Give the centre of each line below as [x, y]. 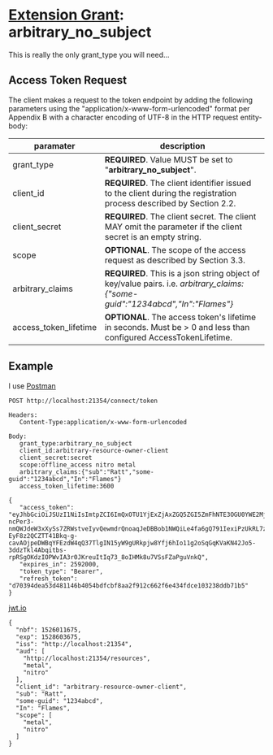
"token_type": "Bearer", [61, 571]
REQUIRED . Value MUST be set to [169, 159]
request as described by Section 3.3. [175, 260]
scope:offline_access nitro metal [78, 465]
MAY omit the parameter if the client [173, 227]
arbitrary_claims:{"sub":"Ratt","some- [87, 472]
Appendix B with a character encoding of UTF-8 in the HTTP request [123, 117]
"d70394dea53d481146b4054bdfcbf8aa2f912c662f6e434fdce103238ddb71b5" [129, 586]
